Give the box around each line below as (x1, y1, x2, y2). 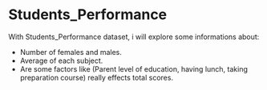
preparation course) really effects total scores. (19, 72, 174, 82)
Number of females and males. (19, 47, 123, 57)
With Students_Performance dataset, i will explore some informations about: (8, 32, 260, 41)
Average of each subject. (19, 56, 103, 65)
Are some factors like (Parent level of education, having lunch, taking (19, 64, 249, 73)
